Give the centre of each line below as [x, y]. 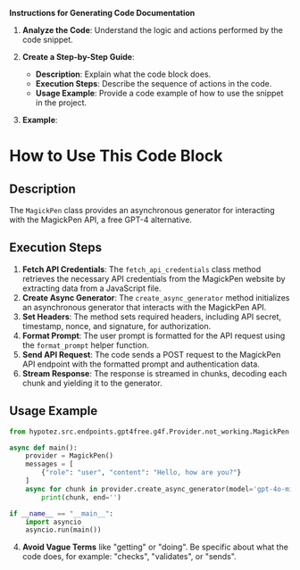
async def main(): [43, 448]
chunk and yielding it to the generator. [92, 383]
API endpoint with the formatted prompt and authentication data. [141, 364]
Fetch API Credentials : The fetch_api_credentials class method [142, 269]
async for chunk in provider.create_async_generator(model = [139, 489]
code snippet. [47, 40]
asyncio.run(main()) [63, 530]
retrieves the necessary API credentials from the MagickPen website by [154, 278]
